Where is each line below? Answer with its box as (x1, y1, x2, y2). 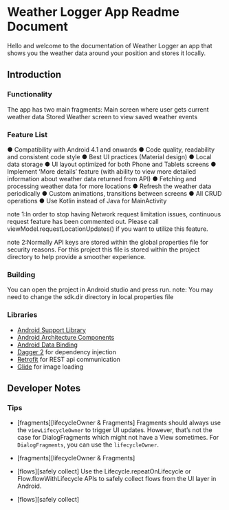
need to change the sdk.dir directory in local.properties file (7, 293, 174, 301)
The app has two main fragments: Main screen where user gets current (7, 105, 209, 114)
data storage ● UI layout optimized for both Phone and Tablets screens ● (7, 160, 217, 168)
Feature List (7, 130, 48, 139)
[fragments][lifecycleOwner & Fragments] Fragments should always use (17, 418, 221, 427)
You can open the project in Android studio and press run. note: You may (7, 285, 213, 294)
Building (7, 269, 36, 279)
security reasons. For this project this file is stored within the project (7, 245, 200, 254)
